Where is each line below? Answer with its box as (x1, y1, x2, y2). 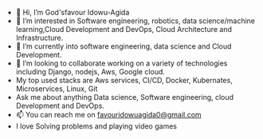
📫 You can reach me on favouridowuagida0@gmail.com (15, 110, 202, 119)
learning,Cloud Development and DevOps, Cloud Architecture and (15, 25, 233, 34)
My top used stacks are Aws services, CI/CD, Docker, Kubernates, (15, 76, 233, 85)
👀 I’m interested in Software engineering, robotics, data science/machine (15, 16, 256, 26)
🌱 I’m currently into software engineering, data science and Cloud (15, 42, 232, 51)
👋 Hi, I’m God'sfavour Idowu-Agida (15, 8, 130, 17)
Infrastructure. (15, 33, 64, 42)
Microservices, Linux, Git (15, 84, 98, 93)
